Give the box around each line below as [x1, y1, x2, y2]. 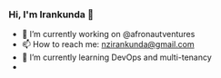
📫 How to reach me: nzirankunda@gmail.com [21, 39, 195, 50]
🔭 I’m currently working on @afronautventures [21, 29, 196, 40]
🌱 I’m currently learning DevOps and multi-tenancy [21, 52, 213, 63]
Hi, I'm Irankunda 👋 [8, 8, 95, 21]
